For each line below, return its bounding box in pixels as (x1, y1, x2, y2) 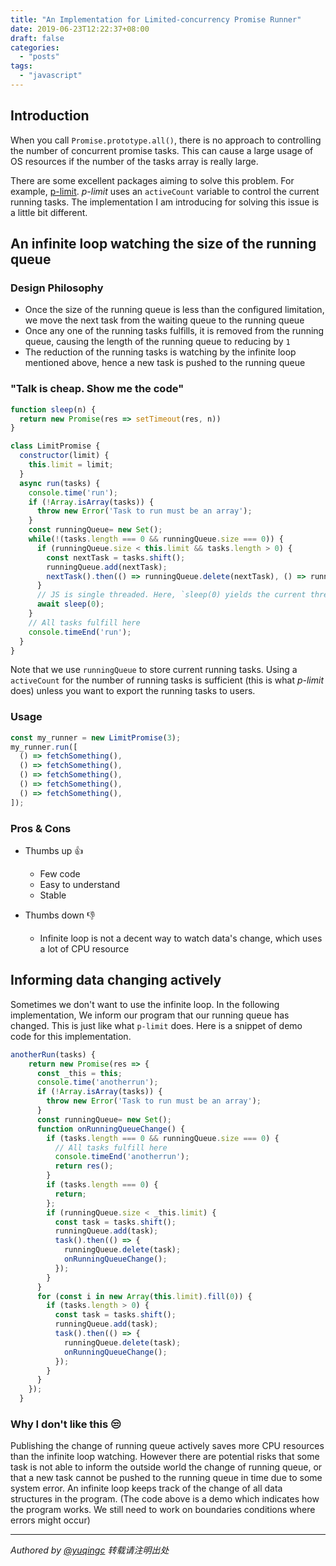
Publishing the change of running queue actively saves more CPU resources (10, 1440, 325, 1452)
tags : (10, 61, 33, 71)
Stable (39, 889, 67, 901)
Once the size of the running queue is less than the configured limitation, (24, 304, 325, 316)
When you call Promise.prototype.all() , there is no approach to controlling (10, 134, 322, 146)
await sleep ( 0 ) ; (36, 599, 105, 610)
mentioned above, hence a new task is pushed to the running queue (24, 357, 306, 369)
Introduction (10, 107, 90, 125)
